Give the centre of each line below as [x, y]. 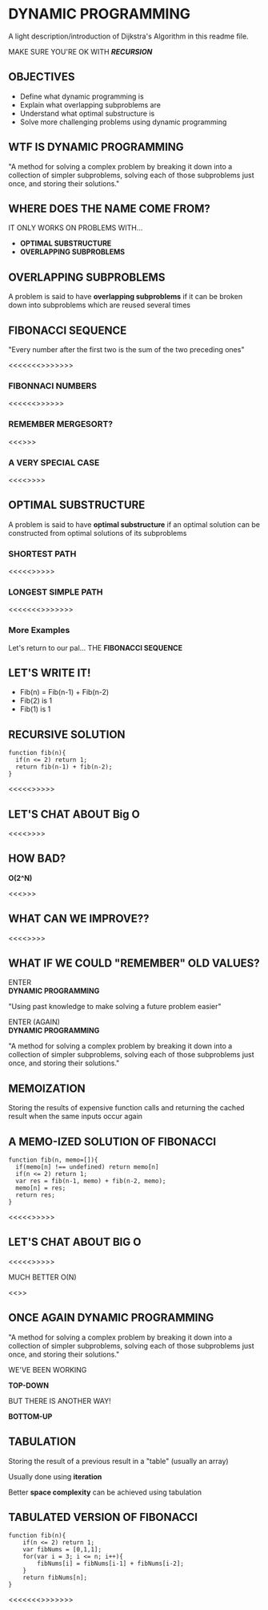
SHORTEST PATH [42, 554]
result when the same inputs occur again [75, 1117]
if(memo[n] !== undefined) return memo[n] [87, 1167]
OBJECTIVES [42, 77]
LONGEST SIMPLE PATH [56, 592]
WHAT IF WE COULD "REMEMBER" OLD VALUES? [134, 963]
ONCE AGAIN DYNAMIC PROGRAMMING [111, 1318]
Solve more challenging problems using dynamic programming [123, 122]
